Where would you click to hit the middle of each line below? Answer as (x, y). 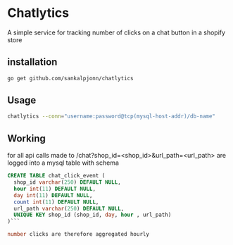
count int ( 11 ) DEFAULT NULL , (56, 202)
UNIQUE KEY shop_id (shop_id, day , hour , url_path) (93, 215)
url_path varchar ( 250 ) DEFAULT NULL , (69, 208)
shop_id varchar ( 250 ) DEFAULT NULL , (67, 182)
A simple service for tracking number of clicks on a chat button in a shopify (116, 32)
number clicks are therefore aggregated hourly (78, 234)
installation (32, 62)
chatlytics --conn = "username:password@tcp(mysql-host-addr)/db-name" (112, 117)
